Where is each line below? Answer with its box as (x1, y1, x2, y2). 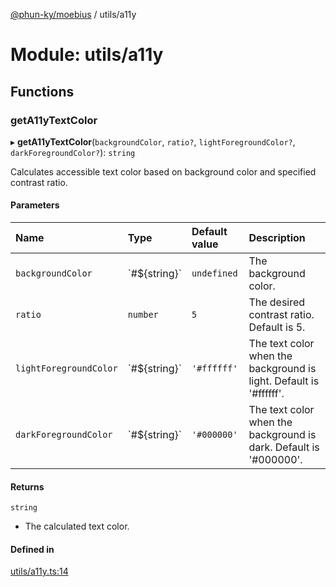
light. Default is (248, 374, 320, 388)
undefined (191, 268, 238, 279)
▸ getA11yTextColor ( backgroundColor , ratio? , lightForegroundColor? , (10, 135, 296, 148)
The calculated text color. (24, 520, 130, 533)
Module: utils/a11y (10, 44, 164, 66)
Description (248, 231, 306, 245)
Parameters (10, 199, 60, 211)
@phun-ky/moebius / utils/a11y (10, 9, 137, 20)
